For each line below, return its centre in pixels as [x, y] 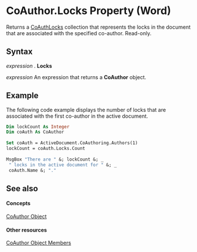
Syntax [19, 52]
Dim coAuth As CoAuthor [35, 132]
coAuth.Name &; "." [33, 170]
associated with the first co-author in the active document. [77, 116]
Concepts [18, 203]
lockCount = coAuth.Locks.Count [46, 149]
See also [22, 188]
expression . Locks [29, 66]
